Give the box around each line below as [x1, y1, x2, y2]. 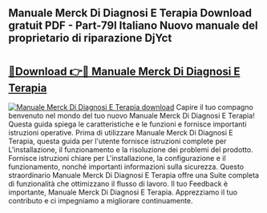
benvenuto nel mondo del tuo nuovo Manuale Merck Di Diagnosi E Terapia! [8, 111, 255, 120]
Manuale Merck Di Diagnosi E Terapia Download [8, 6, 253, 20]
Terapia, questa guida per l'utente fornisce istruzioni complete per [8, 136, 227, 146]
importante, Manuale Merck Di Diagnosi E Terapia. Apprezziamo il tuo [8, 187, 238, 197]
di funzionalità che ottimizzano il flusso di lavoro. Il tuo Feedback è [8, 179, 229, 188]
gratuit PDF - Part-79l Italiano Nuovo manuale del [8, 19, 258, 33]
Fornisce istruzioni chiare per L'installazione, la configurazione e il [8, 154, 226, 163]
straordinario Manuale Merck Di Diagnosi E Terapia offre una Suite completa [8, 171, 259, 179]
